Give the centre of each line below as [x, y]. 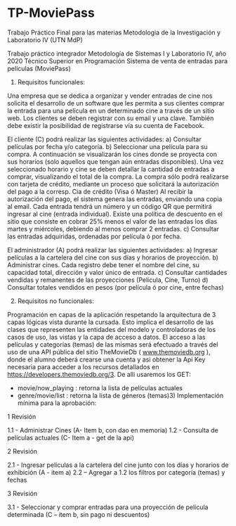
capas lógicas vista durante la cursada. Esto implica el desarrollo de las [111, 322]
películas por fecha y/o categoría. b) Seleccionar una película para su [108, 146]
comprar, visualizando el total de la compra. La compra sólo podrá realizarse [118, 177]
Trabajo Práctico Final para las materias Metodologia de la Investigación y [114, 32]
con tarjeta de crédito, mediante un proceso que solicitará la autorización [113, 184]
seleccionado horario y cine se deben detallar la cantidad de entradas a [111, 169]
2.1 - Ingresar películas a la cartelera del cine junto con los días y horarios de [118, 465]
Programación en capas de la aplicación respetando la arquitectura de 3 [112, 314]
